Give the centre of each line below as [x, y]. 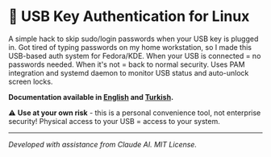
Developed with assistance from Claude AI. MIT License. [103, 144]
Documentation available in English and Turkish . [91, 97]
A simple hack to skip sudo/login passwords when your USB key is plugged [133, 39]
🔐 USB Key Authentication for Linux [129, 17]
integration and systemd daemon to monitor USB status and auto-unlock [129, 72]
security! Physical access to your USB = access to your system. [114, 121]
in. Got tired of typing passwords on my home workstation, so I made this [130, 47]
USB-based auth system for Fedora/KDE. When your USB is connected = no [135, 56]
